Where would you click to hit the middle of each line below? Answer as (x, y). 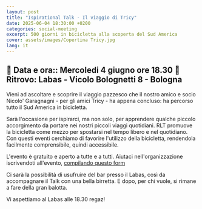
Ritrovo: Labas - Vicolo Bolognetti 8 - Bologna (94, 80)
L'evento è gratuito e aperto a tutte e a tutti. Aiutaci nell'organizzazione (95, 156)
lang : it (17, 46)
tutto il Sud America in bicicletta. (47, 107)
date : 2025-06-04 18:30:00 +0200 (49, 23)
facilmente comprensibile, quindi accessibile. (62, 144)
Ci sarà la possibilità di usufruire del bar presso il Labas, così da (86, 174)
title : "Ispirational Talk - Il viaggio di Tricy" (72, 18)
